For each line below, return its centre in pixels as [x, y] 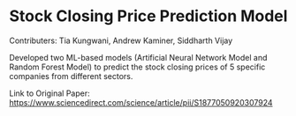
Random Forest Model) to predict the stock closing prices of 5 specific [137, 67]
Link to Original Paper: [49, 93]
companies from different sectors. [71, 76]
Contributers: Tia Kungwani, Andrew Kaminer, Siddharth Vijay [121, 40]
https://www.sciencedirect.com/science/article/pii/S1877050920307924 [141, 102]
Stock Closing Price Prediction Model [148, 16]
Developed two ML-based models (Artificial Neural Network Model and [138, 57]
